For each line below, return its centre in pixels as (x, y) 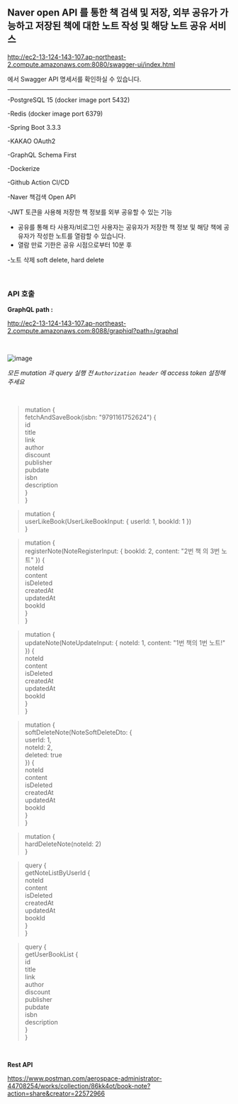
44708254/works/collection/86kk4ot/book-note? (79, 1086)
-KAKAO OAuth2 (32, 141)
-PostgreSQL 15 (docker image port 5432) (69, 100)
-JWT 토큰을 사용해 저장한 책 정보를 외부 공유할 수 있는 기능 (90, 212)
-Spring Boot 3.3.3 (34, 127)
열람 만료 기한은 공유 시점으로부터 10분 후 (75, 245)
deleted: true (43, 755)
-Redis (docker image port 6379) (55, 113)
